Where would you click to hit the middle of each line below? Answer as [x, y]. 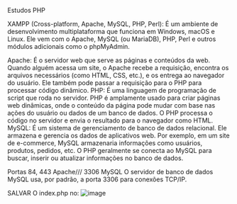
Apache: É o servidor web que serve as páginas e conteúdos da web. [109, 60]
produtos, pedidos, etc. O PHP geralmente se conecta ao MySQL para [110, 151]
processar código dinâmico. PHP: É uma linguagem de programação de [112, 90]
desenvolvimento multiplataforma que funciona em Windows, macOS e [111, 32]
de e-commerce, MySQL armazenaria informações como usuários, [105, 143]
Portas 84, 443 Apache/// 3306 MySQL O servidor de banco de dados [110, 172]
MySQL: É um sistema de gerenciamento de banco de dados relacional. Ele [117, 128]
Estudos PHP [27, 10]
